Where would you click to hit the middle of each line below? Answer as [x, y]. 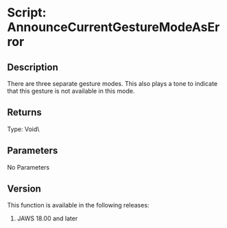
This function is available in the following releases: [78, 205]
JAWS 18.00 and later [47, 218]
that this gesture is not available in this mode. [71, 91]
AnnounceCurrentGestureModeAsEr [113, 27]
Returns [25, 112]
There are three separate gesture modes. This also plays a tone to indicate [112, 83]
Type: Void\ [23, 129]
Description [33, 67]
